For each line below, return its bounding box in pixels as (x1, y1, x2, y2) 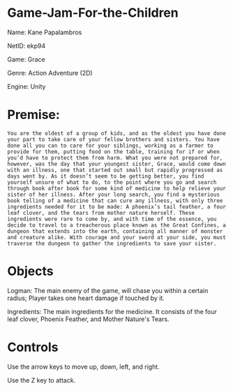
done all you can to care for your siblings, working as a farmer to (7, 142, 214, 149)
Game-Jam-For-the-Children (7, 5, 179, 21)
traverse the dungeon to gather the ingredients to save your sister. (7, 240, 217, 247)
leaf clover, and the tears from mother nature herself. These (7, 209, 195, 216)
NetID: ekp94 (7, 41, 46, 50)
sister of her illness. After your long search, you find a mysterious (7, 191, 220, 198)
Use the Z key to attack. (7, 376, 76, 384)
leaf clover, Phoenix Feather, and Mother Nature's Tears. (7, 315, 170, 323)
